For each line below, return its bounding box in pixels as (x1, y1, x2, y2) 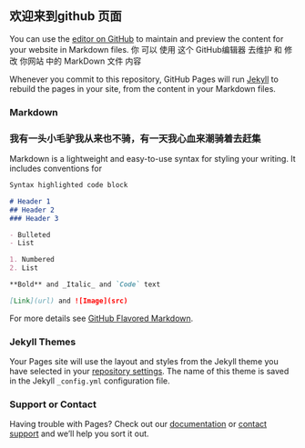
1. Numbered (9, 255, 55, 264)
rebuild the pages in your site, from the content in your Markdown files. (9, 83, 276, 94)
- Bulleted (9, 230, 51, 239)
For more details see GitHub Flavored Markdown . (9, 313, 194, 324)
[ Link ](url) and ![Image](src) (9, 296, 128, 305)
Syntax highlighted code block (9, 181, 128, 190)
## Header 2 (9, 205, 55, 214)
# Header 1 (9, 196, 51, 206)
